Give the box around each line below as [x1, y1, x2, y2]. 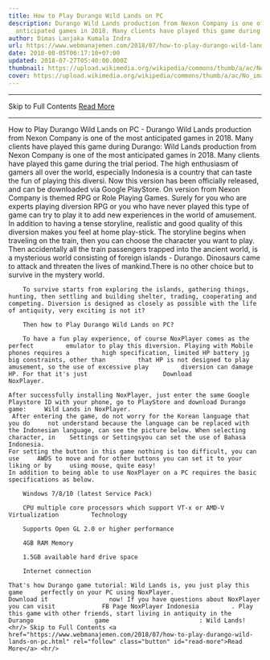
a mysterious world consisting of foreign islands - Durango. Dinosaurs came [8, 253, 261, 262]
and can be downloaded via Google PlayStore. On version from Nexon [8, 184, 240, 194]
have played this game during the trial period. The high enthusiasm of [8, 159, 239, 168]
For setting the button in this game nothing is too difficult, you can [8, 448, 257, 456]
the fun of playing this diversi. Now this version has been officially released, [8, 175, 260, 185]
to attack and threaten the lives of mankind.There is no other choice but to [8, 261, 254, 270]
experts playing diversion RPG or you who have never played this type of [8, 201, 249, 211]
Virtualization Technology [8, 510, 128, 519]
